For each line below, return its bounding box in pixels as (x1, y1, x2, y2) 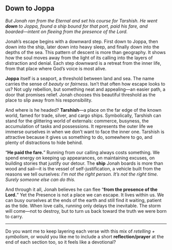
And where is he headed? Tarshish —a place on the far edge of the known (5, 107, 162, 113)
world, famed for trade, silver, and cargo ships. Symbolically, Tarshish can (5, 112, 161, 118)
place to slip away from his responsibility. (5, 97, 93, 103)
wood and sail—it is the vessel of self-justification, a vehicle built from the (5, 165, 161, 171)
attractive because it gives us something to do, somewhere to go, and (5, 134, 153, 140)
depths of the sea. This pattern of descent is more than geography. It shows (5, 49, 166, 55)
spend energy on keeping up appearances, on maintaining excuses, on (5, 155, 155, 161)
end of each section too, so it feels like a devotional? (5, 239, 116, 245)
